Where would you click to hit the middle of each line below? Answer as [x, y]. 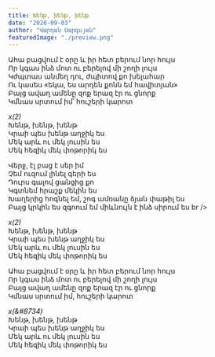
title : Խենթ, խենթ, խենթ [49, 15]
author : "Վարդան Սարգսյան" [52, 30]
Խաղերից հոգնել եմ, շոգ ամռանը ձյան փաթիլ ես [97, 199]
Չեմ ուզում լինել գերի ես [52, 174]
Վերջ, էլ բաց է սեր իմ [46, 165]
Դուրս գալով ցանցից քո [51, 182]
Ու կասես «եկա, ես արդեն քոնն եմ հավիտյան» [93, 85]
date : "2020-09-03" [40, 23]
